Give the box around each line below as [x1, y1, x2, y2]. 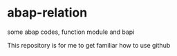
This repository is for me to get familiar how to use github [7, 41, 171, 49]
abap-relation [7, 5, 88, 21]
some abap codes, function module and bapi [7, 28, 135, 36]
